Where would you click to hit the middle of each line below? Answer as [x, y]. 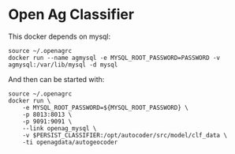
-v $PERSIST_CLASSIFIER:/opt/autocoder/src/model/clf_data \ [125, 135]
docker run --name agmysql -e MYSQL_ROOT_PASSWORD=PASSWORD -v [114, 58]
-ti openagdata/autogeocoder [70, 142]
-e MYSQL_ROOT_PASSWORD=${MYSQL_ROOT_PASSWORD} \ [106, 107]
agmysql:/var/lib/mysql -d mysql [63, 65]
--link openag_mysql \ [60, 128]
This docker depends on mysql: [60, 36]
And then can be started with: [56, 79]
